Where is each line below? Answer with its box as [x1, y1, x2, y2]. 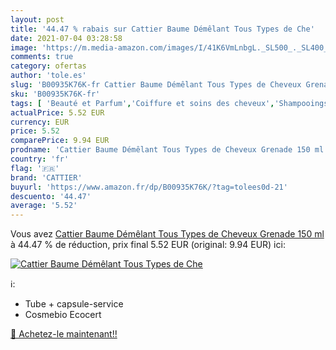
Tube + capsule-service [24, 298, 124, 310]
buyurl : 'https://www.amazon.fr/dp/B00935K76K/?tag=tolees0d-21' [10, 182, 288, 192]
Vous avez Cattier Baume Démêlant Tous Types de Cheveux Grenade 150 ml [10, 228, 325, 240]
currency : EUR [10, 117, 70, 127]
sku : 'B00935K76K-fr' [10, 89, 101, 99]
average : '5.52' [10, 201, 78, 211]
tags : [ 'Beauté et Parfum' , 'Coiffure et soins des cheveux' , [10, 98, 275, 108]
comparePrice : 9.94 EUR [10, 136, 110, 146]
